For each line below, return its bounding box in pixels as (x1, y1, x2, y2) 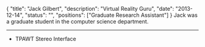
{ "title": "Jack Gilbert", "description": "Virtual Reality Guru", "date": (6, 5, 174, 12)
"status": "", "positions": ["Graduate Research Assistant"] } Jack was (24, 11, 198, 19)
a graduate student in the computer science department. (6, 18, 149, 25)
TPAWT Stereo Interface (15, 36, 76, 42)
